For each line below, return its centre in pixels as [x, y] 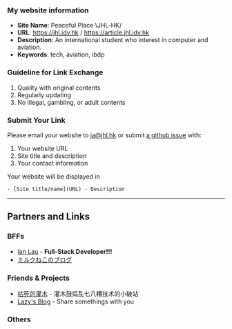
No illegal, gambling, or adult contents [71, 102]
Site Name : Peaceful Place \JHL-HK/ [69, 26]
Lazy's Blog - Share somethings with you [76, 301]
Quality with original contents [59, 88]
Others [19, 319]
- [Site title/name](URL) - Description [66, 189]
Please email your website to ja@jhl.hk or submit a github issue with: [105, 135]
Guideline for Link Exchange [55, 72]
